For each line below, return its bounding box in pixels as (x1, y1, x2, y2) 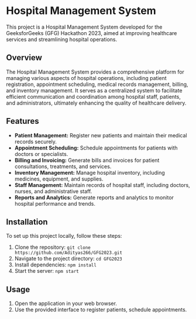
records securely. (14, 138, 57, 145)
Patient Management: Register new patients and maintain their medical (14, 131, 187, 138)
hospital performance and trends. (14, 200, 95, 207)
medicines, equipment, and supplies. (14, 175, 104, 182)
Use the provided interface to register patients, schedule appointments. (14, 306, 187, 313)
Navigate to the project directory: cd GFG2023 (14, 255, 122, 262)
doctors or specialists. (14, 150, 68, 157)
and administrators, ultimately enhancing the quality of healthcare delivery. (6, 99, 187, 106)
